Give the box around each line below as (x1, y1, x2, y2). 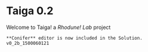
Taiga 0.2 (6, 4, 54, 18)
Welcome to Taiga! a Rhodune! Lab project (6, 24, 111, 31)
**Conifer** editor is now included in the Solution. (6, 35, 143, 41)
